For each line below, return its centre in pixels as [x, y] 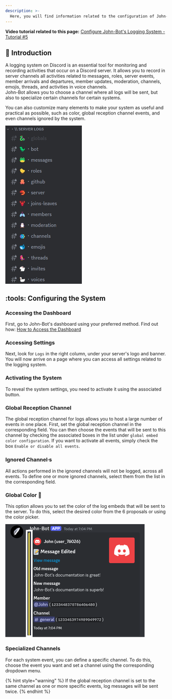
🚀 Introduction [29, 53]
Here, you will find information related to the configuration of [82, 16]
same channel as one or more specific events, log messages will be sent [82, 686]
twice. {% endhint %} [28, 691]
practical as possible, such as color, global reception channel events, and [83, 113]
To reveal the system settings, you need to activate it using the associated [83, 389]
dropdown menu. [23, 670]
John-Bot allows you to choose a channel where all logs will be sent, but [81, 93]
